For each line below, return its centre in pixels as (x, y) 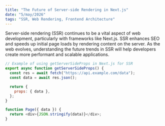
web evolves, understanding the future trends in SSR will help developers (80, 49)
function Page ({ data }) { (33, 110)
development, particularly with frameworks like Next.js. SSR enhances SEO (82, 38)
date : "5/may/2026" (25, 14)
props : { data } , (32, 91)
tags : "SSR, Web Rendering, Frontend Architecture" (60, 19)
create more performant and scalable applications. (57, 54)
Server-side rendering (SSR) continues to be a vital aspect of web (73, 33)
